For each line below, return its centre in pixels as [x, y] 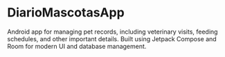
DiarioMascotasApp [66, 13]
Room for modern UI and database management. [77, 46]
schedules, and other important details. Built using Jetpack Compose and [112, 38]
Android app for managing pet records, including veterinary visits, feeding [112, 32]
